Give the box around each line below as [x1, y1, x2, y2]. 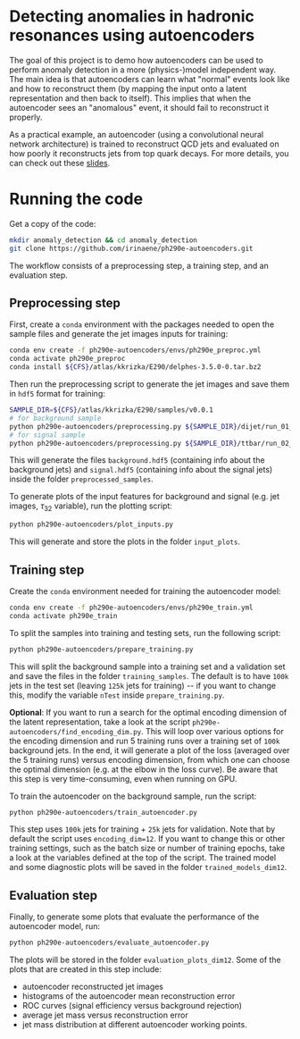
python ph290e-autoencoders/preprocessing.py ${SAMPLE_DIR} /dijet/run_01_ [9, 422, 294, 431]
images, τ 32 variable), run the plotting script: [9, 500, 172, 514]
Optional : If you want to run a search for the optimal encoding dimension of [9, 707, 287, 717]
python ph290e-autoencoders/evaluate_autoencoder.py [9, 938, 210, 948]
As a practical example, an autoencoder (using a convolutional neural [9, 129, 264, 139]
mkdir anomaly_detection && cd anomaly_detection [9, 235, 198, 245]
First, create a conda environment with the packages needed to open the [9, 319, 275, 330]
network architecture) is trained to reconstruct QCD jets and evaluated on [9, 138, 279, 149]
